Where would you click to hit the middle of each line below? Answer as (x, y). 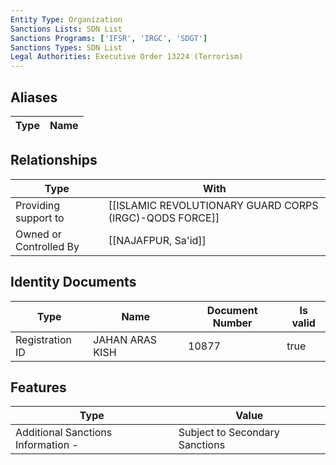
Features (38, 387)
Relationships (54, 160)
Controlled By (47, 246)
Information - (47, 445)
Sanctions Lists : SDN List (66, 29)
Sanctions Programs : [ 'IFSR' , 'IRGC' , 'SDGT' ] (109, 38)
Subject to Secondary (229, 433)
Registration (43, 339)
